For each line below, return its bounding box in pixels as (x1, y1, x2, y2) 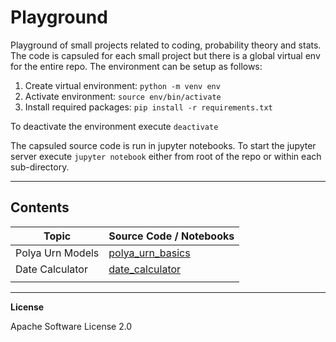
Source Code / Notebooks (108, 229, 235, 243)
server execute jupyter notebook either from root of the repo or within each (10, 150, 322, 162)
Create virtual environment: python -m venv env (24, 79, 221, 91)
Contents (10, 199, 70, 216)
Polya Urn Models (15, 246, 100, 260)
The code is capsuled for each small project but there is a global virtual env (10, 49, 321, 61)
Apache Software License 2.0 (10, 320, 133, 332)
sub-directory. (10, 161, 70, 173)
